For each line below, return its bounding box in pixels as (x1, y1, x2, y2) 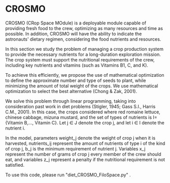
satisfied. (5, 162, 24, 168)
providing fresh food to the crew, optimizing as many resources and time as (5, 25, 163, 31)
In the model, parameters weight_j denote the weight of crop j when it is (5, 135, 156, 141)
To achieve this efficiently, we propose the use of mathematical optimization (5, 72, 164, 78)
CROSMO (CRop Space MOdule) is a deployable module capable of (5, 20, 146, 26)
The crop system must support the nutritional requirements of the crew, (5, 56, 155, 63)
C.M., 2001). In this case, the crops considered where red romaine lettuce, (5, 109, 161, 115)
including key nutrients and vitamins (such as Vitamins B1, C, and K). (5, 62, 149, 68)
